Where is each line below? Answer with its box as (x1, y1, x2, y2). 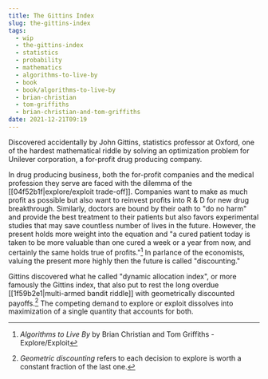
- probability (15, 57, 62, 65)
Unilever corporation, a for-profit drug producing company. (8, 154, 203, 164)
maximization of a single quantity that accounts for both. (8, 306, 194, 316)
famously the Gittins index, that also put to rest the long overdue (8, 280, 219, 290)
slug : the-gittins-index (8, 19, 91, 27)
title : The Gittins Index (8, 11, 94, 20)
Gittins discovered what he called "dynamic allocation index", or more (8, 271, 237, 281)
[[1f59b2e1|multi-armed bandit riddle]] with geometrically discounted (8, 288, 235, 298)
